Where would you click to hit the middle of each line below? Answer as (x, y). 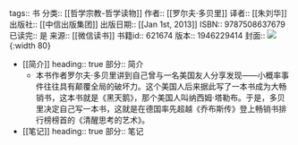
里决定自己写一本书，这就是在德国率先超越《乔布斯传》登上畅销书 (157, 109)
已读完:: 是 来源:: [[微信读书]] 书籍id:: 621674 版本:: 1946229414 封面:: (137, 35)
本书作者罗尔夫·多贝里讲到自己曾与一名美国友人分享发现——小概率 (158, 75)
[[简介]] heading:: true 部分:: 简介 (83, 64)
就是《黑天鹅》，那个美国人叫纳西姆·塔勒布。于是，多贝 (184, 98)
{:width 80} (30, 46)
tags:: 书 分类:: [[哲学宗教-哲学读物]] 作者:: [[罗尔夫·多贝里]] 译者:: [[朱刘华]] (149, 13)
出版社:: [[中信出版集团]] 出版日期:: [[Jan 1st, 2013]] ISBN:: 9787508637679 (148, 24)
